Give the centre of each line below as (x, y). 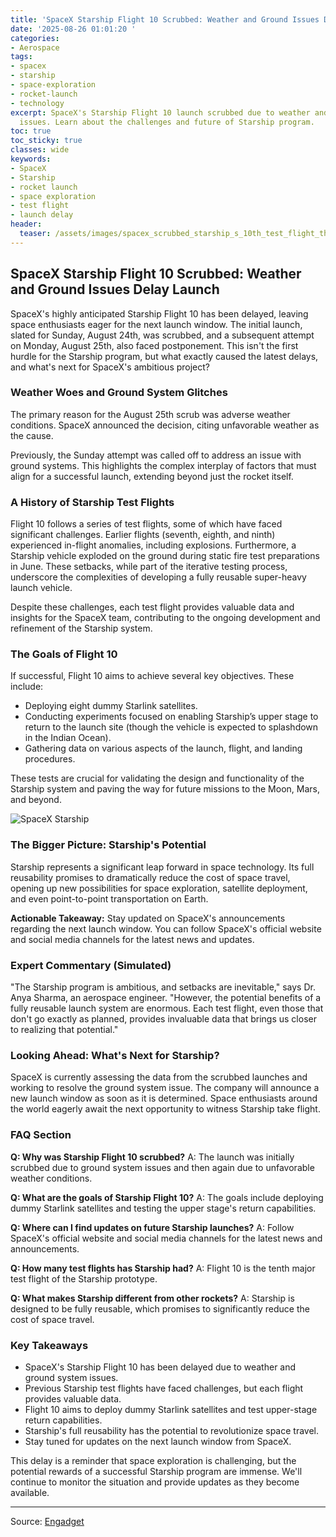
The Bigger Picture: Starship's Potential (108, 845)
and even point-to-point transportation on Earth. (109, 898)
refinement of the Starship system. (81, 628)
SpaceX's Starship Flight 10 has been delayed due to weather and (160, 1367)
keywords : (31, 159)
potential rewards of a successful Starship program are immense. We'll (156, 1471)
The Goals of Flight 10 (64, 654)
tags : (21, 57)
